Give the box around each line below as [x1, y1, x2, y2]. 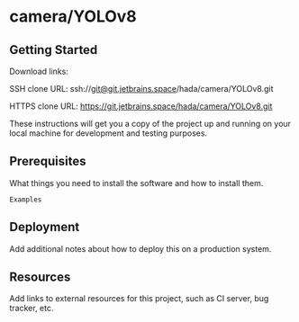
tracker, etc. [9, 303, 54, 314]
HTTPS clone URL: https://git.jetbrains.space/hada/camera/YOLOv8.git [9, 101, 273, 112]
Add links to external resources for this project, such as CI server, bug [9, 293, 269, 304]
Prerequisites [9, 154, 86, 169]
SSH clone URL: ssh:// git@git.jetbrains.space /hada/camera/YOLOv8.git [9, 84, 274, 94]
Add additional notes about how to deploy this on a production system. [9, 243, 272, 254]
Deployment [9, 219, 80, 235]
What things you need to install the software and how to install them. [9, 177, 264, 188]
